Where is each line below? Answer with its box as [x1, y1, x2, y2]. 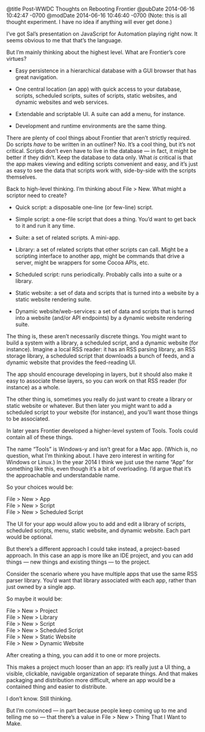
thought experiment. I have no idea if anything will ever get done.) [6, 18, 173, 25]
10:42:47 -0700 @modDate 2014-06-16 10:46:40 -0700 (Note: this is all [6, 12, 187, 19]
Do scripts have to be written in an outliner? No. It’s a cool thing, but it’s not [6, 141, 196, 148]
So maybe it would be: [6, 595, 63, 602]
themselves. [6, 173, 37, 181]
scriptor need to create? [6, 192, 67, 199]
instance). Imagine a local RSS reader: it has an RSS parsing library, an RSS [6, 346, 196, 352]
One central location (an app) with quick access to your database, [15, 85, 182, 93]
